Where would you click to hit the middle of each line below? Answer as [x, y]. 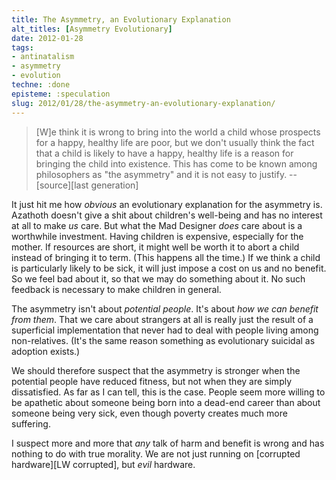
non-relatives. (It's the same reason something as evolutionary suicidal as [163, 340]
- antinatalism [43, 57]
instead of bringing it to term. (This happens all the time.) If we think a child [166, 257]
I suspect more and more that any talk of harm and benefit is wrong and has [168, 443]
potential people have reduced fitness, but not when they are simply [152, 381]
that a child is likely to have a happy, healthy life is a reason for [164, 153]
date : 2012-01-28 [47, 38]
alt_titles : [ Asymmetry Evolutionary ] [92, 29]
